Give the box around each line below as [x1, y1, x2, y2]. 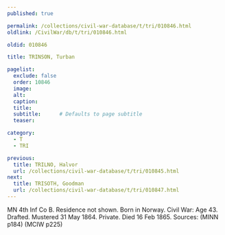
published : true [7, 10, 54, 17]
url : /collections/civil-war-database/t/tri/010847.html [13, 187, 180, 194]
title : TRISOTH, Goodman [13, 180, 84, 188]
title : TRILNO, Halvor [13, 161, 78, 168]
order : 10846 [13, 79, 51, 86]
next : [7, 174, 23, 181]
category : [7, 130, 36, 137]
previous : [7, 155, 36, 161]
